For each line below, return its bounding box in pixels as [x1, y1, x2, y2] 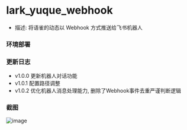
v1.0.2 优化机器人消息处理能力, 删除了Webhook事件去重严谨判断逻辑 [14, 87, 182, 94]
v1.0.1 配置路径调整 [14, 80, 60, 87]
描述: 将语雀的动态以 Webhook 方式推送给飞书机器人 [14, 24, 143, 31]
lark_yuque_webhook [6, 4, 114, 17]
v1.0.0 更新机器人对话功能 [14, 72, 78, 80]
